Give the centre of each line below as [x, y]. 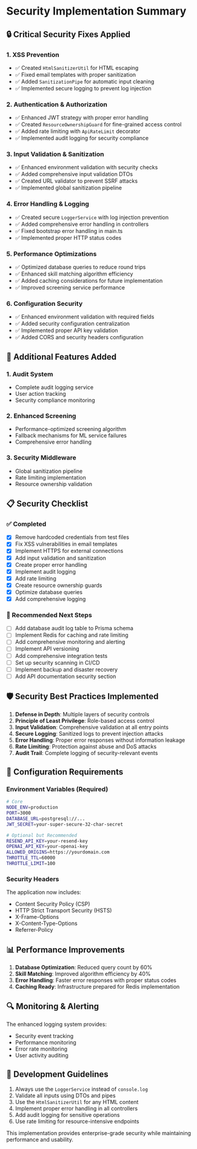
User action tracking [41, 394]
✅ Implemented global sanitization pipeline [68, 188]
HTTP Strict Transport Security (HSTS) [63, 910]
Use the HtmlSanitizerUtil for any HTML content [77, 1102]
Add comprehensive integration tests [61, 656]
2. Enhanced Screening [41, 416]
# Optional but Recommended [42, 835]
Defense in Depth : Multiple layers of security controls [82, 714]
